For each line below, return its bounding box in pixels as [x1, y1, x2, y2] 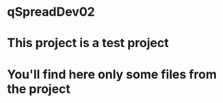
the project [7, 81, 70, 96]
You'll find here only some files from [7, 66, 217, 82]
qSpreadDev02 [7, 4, 95, 20]
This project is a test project [7, 35, 169, 51]
